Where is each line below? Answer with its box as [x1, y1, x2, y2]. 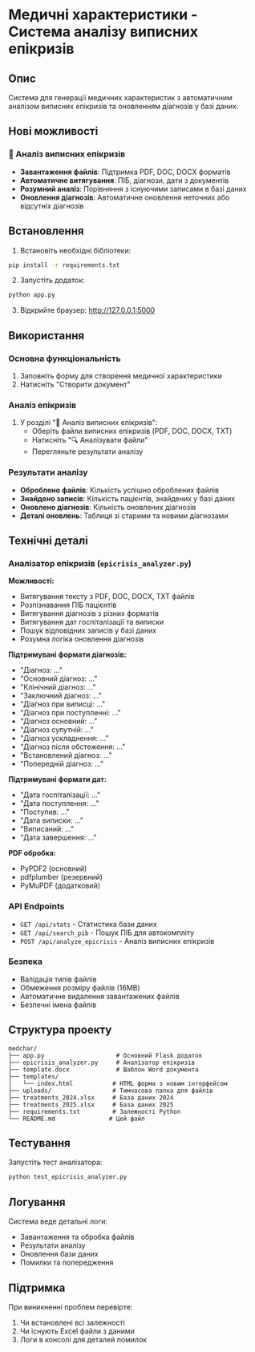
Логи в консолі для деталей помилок [19, 1334, 148, 1344]
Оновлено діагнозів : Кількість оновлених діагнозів [19, 502, 196, 512]
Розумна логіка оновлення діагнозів [19, 634, 144, 644]
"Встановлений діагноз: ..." [19, 751, 112, 760]
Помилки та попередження [19, 1257, 114, 1268]
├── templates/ [8, 1072, 59, 1080]
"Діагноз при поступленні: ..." [19, 708, 122, 718]
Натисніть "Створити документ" [19, 379, 131, 389]
